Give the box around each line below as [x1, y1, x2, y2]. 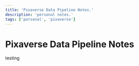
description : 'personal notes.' [5, 12, 73, 17]
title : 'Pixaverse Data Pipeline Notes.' [5, 7, 94, 13]
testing [5, 55, 20, 61]
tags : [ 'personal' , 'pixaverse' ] [5, 17, 76, 22]
